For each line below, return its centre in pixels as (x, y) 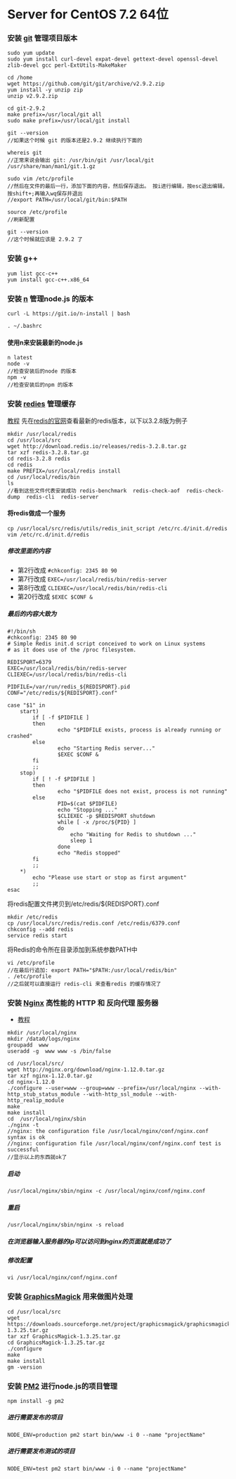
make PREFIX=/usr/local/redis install (64, 471)
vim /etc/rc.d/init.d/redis (48, 534)
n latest (20, 358)
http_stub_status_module (44, 1094)
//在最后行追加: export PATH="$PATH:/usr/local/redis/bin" (92, 970)
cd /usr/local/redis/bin (44, 477)
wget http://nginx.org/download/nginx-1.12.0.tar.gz (86, 1070)
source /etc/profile (38, 212)
